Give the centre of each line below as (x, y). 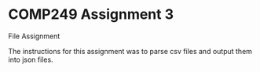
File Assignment (34, 36)
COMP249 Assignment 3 (91, 14)
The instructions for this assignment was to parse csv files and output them (130, 51)
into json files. (31, 59)
